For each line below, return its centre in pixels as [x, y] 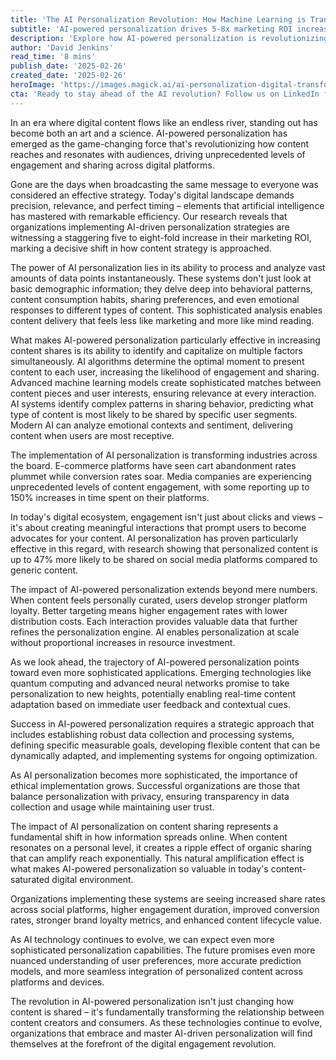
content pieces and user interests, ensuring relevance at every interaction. [163, 393]
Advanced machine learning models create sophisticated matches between [166, 382]
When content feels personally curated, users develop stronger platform [159, 600]
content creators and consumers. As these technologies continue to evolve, [166, 1022]
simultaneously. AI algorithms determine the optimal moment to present [157, 361]
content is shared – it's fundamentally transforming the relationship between [167, 1012]
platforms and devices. [57, 982]
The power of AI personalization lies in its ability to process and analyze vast [168, 267]
